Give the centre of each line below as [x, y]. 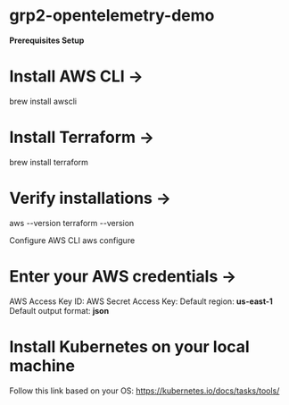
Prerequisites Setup [47, 40]
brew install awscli [43, 101]
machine [42, 365]
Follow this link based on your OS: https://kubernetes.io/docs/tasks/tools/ [144, 391]
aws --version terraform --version [72, 223]
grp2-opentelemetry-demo [112, 16]
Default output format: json [59, 310]
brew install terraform [49, 162]
